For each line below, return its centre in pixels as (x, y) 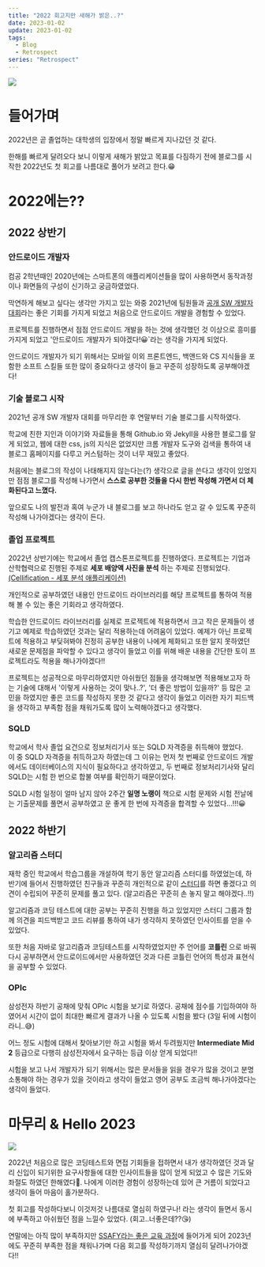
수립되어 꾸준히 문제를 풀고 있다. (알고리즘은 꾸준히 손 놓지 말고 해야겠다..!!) (138, 893)
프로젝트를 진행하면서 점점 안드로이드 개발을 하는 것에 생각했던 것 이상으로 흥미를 (132, 329)
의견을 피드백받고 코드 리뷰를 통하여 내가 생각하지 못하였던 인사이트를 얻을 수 (134, 920)
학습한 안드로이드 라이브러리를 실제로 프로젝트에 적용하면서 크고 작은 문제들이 (127, 621)
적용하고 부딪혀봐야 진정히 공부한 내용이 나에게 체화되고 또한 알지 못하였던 (136, 641)
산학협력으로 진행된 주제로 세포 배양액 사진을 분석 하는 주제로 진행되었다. (119, 568)
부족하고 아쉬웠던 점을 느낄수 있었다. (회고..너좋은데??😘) (104, 1219)
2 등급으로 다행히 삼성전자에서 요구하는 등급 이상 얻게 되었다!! (103, 1053)
